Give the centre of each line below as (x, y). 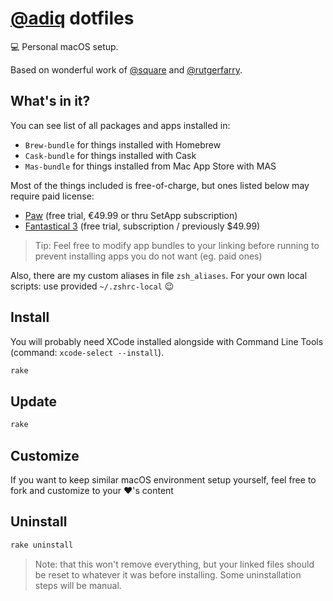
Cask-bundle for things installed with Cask (110, 155)
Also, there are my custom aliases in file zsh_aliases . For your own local (159, 275)
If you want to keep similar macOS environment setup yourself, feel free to (163, 479)
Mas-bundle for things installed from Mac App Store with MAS (150, 166)
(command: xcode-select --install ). (87, 352)
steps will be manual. (78, 585)
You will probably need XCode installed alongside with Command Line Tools (167, 341)
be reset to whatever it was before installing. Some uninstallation (168, 574)
